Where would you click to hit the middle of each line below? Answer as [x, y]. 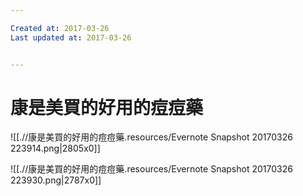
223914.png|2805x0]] [55, 148]
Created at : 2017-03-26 [60, 28]
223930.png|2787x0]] [56, 180]
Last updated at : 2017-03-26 [71, 37]
